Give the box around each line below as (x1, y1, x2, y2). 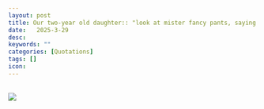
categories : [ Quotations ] (8, 48, 93, 56)
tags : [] (8, 56, 37, 64)
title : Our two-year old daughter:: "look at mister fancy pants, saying (8, 19, 257, 27)
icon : (8, 63, 26, 71)
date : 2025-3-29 (8, 26, 69, 34)
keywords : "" (8, 41, 51, 49)
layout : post (8, 11, 51, 20)
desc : (8, 33, 26, 42)
